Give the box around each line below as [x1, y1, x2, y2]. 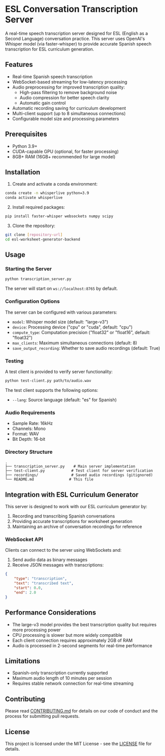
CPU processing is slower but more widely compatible [12, 632, 122, 638]
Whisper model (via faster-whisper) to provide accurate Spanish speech [5, 41, 152, 47]
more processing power [12, 627, 61, 633]
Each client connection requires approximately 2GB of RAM [12, 637, 133, 643]
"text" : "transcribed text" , [14, 581, 74, 586]
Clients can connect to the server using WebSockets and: [5, 547, 122, 553]
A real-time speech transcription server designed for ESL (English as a [5, 30, 148, 36]
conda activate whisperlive [5, 195, 63, 200]
